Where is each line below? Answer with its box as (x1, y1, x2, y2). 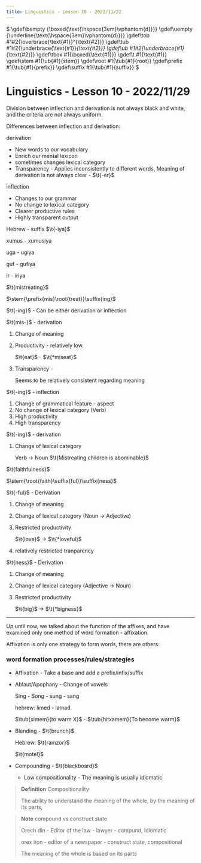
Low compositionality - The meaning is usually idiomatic (23, 774, 163, 781)
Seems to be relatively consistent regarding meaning (14, 377, 145, 384)
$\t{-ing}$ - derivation (6, 431, 62, 438)
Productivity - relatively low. (14, 342, 84, 349)
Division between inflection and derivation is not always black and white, (6, 104, 185, 112)
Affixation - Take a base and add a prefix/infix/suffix (14, 669, 144, 676)
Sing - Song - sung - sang (14, 692, 80, 700)
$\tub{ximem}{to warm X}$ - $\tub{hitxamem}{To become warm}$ (14, 715, 181, 722)
